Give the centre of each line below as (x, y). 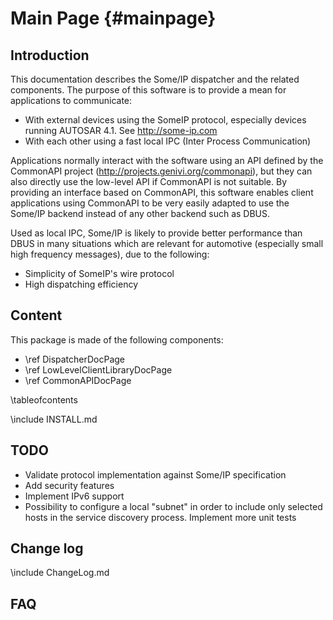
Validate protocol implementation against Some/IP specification (155, 474)
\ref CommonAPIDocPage (78, 380)
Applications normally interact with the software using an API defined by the (167, 160)
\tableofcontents (44, 399)
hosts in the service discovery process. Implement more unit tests (160, 517)
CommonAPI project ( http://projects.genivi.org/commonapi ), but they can (161, 171)
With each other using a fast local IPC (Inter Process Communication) (168, 141)
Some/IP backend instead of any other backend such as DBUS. (140, 213)
